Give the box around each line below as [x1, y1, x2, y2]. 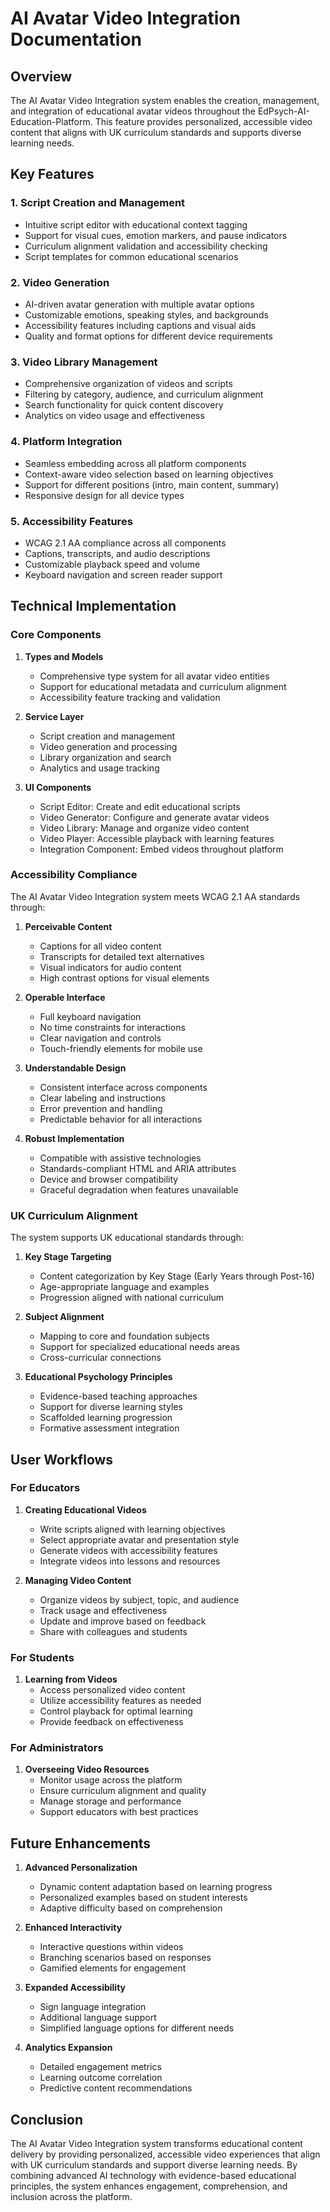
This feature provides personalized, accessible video [94, 116, 313, 127]
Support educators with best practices [39, 1806, 199, 1818]
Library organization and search [39, 751, 172, 763]
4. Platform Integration [10, 435, 123, 449]
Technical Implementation [10, 598, 177, 615]
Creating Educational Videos [24, 1503, 147, 1516]
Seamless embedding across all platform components [24, 457, 247, 469]
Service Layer [24, 710, 85, 722]
